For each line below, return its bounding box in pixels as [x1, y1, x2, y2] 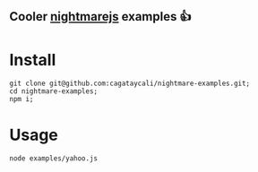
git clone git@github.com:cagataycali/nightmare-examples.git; [9, 79, 251, 89]
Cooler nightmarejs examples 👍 [9, 9, 192, 24]
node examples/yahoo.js [9, 154, 99, 163]
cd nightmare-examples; [9, 87, 99, 96]
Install [9, 49, 56, 70]
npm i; [9, 95, 34, 104]
